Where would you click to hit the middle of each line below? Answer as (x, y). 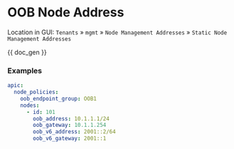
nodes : (30, 105)
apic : (15, 86)
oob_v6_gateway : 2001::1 (70, 139)
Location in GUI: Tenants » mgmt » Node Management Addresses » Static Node (117, 32)
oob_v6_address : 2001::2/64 (74, 132)
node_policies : (36, 92)
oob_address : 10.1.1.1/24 (71, 118)
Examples (25, 71)
